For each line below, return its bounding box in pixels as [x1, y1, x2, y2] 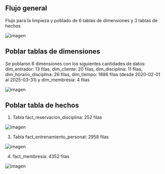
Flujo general [5, 4, 47, 13]
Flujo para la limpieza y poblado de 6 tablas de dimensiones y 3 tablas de [5, 17, 158, 23]
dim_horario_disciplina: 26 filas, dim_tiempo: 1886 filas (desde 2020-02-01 [5, 71, 160, 77]
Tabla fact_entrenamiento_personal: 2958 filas [12, 134, 109, 140]
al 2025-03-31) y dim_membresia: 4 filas [5, 77, 90, 83]
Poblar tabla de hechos [5, 101, 79, 110]
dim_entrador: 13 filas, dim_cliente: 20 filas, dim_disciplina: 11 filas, [5, 66, 143, 72]
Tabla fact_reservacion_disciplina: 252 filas [12, 114, 102, 121]
